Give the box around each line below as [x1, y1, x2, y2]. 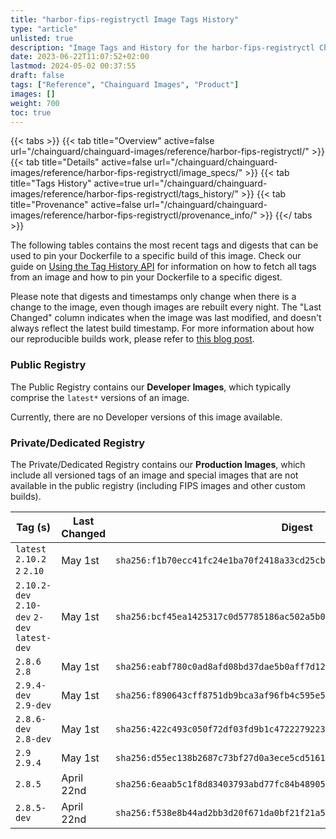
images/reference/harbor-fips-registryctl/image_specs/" [10, 167, 243, 179]
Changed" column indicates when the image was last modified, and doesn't [10, 312, 322, 324]
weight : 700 [10, 98, 60, 108]
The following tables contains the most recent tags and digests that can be [10, 239, 319, 251]
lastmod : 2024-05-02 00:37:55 [10, 61, 137, 71]
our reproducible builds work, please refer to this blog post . [10, 333, 255, 345]
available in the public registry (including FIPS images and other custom [10, 479, 306, 491]
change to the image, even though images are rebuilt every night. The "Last [10, 301, 322, 313]
